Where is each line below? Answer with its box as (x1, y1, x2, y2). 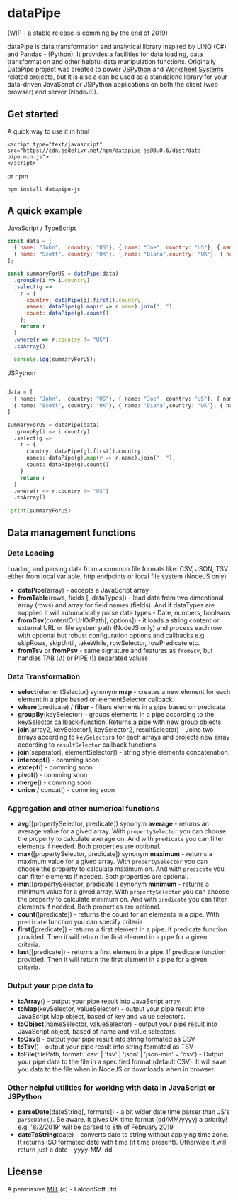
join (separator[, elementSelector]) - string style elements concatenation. (17, 748, 230, 757)
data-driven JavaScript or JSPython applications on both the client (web (7, 80, 218, 88)
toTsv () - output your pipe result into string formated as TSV (17, 1042, 193, 1051)
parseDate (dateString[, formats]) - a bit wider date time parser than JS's (17, 1107, 230, 1116)
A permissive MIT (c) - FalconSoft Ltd (7, 1184, 117, 1193)
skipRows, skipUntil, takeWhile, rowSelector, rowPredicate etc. (17, 638, 200, 647)
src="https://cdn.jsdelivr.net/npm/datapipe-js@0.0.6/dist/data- (7, 147, 204, 154)
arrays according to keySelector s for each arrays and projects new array (17, 733, 230, 742)
